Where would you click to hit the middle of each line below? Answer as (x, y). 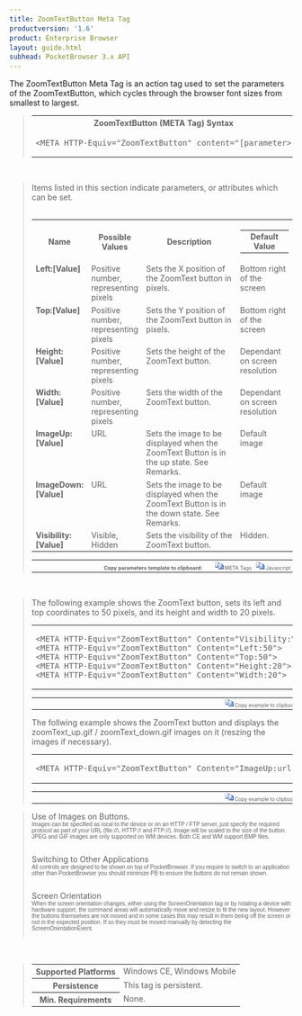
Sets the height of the (186, 351)
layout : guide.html (46, 48)
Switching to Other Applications (90, 859)
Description (189, 242)
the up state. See (178, 463)
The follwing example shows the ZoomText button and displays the (155, 723)
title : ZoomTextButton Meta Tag (70, 19)
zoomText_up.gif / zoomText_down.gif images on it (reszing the (148, 733)
